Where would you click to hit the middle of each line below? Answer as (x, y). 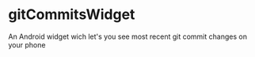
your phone (27, 44)
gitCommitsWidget (72, 15)
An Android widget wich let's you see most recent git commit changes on (128, 36)
